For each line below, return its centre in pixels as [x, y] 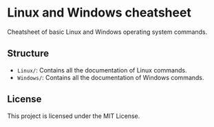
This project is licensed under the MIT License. [74, 116]
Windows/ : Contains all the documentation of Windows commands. [110, 77]
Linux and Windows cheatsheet [99, 13]
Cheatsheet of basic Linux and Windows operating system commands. [107, 32]
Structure [28, 53]
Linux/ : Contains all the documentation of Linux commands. [102, 70]
